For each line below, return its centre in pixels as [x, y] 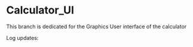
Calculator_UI [40, 10]
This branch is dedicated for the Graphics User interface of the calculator [96, 26]
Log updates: [22, 38]
